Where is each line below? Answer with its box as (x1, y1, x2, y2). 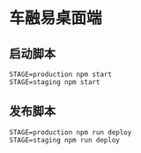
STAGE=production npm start (9, 70, 113, 79)
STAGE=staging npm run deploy (9, 135, 121, 144)
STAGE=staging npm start (9, 78, 100, 87)
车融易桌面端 (9, 8, 103, 28)
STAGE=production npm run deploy (9, 127, 132, 137)
